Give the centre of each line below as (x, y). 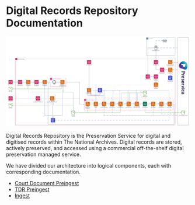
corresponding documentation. (43, 172)
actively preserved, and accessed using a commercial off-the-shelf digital (95, 148)
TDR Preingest (32, 189)
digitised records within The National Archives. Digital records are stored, (94, 142)
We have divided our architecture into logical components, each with (89, 165)
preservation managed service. (44, 154)
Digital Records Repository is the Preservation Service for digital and (88, 135)
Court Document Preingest (47, 183)
